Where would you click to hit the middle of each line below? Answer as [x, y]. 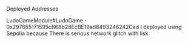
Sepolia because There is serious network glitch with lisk [77, 33]
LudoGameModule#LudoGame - [47, 20]
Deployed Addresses [32, 9]
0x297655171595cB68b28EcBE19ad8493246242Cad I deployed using [94, 27]
